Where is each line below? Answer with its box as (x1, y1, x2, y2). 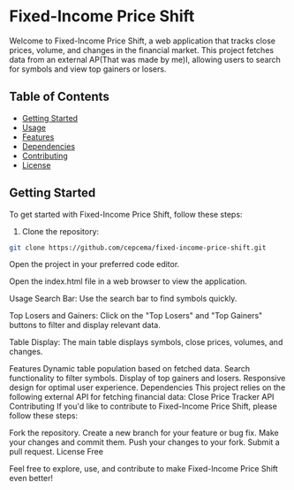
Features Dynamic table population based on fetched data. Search (9, 364, 251, 374)
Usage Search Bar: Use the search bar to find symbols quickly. (9, 294, 237, 304)
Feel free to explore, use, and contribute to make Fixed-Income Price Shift (9, 463, 278, 474)
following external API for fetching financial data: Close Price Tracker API (9, 392, 275, 402)
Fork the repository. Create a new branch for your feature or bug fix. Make (9, 427, 280, 439)
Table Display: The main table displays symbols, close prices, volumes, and (9, 337, 283, 348)
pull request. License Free (9, 447, 104, 457)
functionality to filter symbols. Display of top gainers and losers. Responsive (9, 373, 286, 384)
